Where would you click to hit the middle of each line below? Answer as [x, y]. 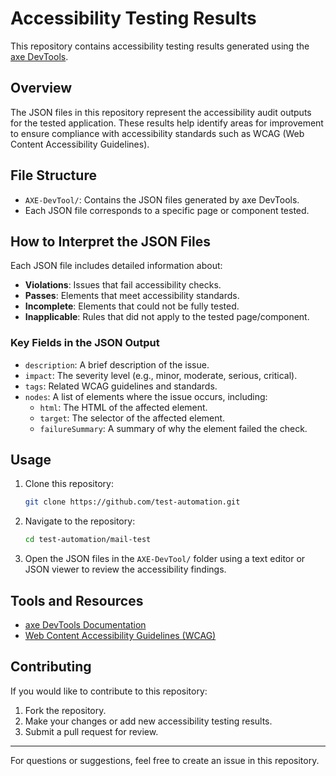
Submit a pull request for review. [91, 731]
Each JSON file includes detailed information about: [116, 266]
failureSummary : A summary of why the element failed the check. [173, 428]
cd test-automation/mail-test [88, 540]
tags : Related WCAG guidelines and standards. [121, 386]
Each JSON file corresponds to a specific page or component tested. [167, 210]
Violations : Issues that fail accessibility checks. [123, 285]
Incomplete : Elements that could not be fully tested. [132, 306]
